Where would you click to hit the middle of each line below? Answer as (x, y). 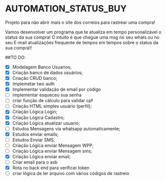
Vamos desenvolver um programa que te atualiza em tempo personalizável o (83, 32)
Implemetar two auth (33, 84)
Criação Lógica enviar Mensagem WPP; (53, 145)
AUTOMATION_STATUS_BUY (66, 9)
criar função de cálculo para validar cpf (53, 101)
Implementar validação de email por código (56, 89)
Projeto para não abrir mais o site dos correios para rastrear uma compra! (80, 22)
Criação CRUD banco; (35, 78)
